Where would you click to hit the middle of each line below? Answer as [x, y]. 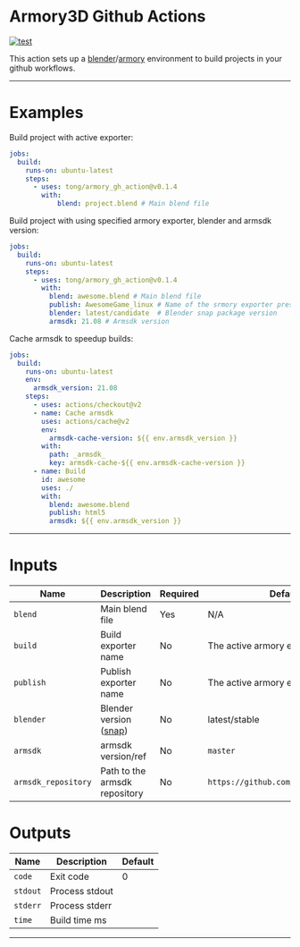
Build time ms [79, 920]
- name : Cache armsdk [73, 413]
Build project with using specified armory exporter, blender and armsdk [141, 220]
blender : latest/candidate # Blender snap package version [163, 313]
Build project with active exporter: [71, 137]
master [221, 751]
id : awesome [64, 479]
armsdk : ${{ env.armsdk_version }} [115, 521]
